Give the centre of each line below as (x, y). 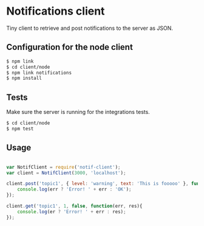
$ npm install (24, 78)
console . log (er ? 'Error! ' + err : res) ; (72, 211)
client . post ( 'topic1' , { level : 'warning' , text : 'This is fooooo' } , (97, 184)
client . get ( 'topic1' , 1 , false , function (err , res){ (74, 206)
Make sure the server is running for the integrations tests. (78, 112)
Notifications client (56, 11)
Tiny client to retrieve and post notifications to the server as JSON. (90, 28)
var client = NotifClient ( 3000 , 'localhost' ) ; (66, 173)
